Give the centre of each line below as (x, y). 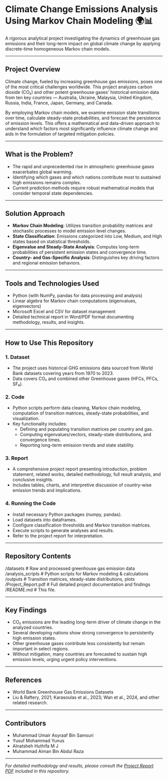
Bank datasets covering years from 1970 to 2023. (63, 373)
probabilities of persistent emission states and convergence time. (80, 252)
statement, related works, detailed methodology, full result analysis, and (86, 474)
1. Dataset (17, 357)
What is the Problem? (39, 154)
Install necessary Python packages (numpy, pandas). (67, 514)
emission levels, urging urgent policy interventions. (65, 660)
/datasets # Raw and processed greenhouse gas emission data (70, 568)
